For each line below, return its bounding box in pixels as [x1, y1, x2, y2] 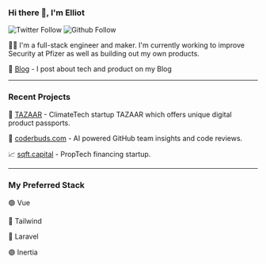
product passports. [8, 118, 71, 128]
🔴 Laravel [8, 231, 39, 241]
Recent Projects [8, 91, 71, 102]
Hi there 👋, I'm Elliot [8, 7, 85, 18]
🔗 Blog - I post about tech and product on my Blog [8, 64, 172, 74]
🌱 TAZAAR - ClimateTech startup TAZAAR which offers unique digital [8, 109, 232, 119]
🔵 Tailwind [8, 216, 42, 225]
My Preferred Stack [8, 179, 85, 190]
